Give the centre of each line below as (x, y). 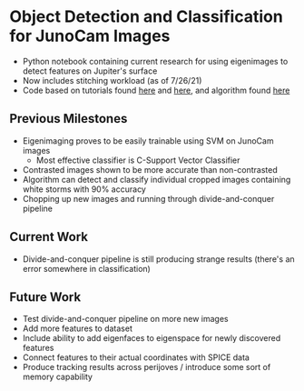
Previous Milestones (69, 119)
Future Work (45, 297)
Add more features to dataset (78, 328)
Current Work (49, 237)
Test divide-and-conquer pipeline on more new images (125, 319)
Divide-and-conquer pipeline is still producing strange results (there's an (158, 259)
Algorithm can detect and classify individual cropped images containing (157, 179)
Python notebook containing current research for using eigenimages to (155, 61)
